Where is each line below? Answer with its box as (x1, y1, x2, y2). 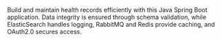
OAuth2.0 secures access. (7, 27, 82, 36)
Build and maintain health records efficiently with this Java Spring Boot (7, 6, 208, 14)
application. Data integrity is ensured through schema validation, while (7, 13, 207, 21)
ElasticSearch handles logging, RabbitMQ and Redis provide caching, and (7, 20, 215, 28)
